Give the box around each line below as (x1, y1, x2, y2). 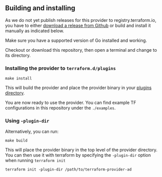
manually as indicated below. (5, 27, 64, 34)
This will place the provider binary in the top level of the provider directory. (5, 147, 158, 153)
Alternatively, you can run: (5, 129, 59, 135)
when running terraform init (5, 158, 66, 164)
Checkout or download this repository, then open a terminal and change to (5, 47, 157, 53)
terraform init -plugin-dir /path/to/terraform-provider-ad (5, 167, 132, 172)
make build (5, 138, 28, 143)
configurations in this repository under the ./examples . (5, 105, 116, 111)
